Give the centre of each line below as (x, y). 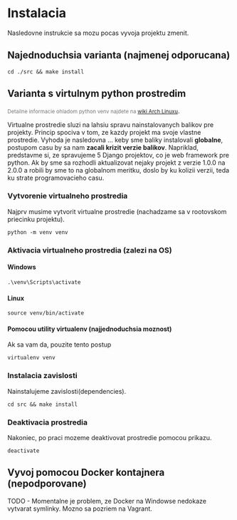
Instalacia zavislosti (42, 376)
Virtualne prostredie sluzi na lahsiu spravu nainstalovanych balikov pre (111, 124)
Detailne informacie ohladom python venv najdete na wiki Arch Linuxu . (94, 111)
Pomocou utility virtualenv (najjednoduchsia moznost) (90, 329)
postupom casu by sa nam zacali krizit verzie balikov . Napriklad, (103, 147)
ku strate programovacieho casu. (56, 178)
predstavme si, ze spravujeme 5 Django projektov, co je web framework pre (118, 155)
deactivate (23, 451)
